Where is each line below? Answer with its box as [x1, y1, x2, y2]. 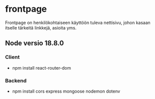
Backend [5, 77, 27, 84]
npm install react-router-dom [12, 65, 71, 71]
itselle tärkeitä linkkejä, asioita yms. [5, 25, 77, 30]
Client [5, 54, 20, 61]
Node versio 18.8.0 [5, 39, 64, 48]
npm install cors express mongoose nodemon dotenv [12, 88, 121, 94]
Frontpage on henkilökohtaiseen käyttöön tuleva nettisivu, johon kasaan [5, 20, 151, 25]
